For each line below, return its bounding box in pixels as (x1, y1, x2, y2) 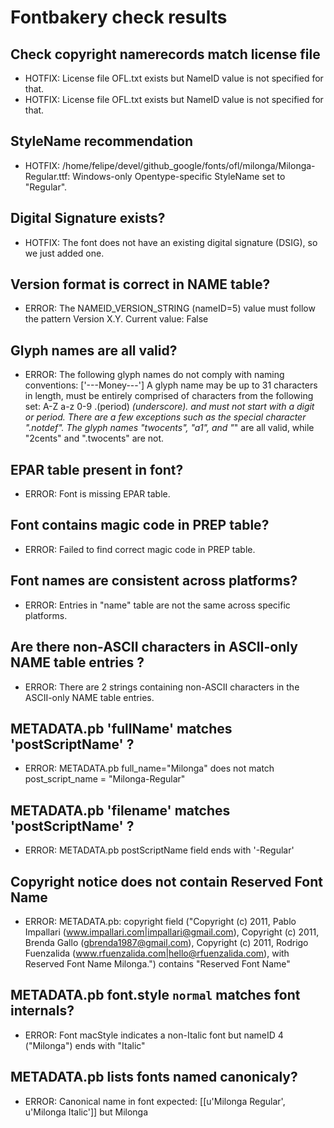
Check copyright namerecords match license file (10, 46, 321, 63)
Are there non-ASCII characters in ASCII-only (10, 639, 298, 656)
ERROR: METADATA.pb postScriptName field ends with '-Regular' (24, 844, 295, 856)
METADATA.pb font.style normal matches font (10, 987, 301, 1004)
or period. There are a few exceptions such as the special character (24, 411, 307, 423)
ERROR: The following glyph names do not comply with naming (24, 369, 285, 381)
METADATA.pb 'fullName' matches (10, 720, 233, 737)
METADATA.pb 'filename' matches (10, 802, 231, 819)
